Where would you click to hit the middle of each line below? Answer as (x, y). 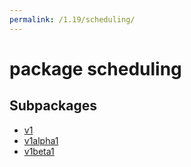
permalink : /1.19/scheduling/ (72, 19)
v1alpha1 (41, 140)
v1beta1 (39, 151)
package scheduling (95, 68)
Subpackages (53, 106)
